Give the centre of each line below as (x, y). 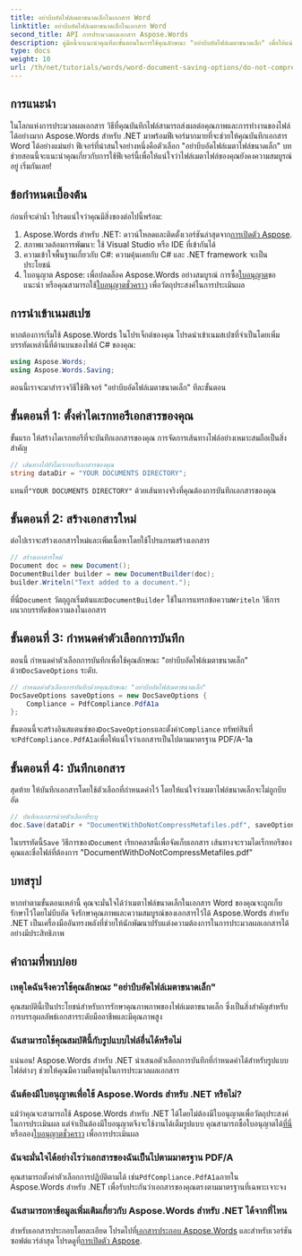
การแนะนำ (33, 104)
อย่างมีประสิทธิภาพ (38, 932)
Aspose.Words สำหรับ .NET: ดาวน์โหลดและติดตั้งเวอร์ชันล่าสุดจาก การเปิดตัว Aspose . (158, 234)
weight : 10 (30, 59)
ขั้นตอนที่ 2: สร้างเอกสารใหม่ (73, 520)
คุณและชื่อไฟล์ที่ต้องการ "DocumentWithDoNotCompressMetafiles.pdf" (132, 852)
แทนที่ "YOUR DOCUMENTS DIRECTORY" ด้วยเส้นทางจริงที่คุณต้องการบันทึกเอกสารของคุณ (143, 490)
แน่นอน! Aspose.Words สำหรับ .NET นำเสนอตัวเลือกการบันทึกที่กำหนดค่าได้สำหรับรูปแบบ (150, 1060)
